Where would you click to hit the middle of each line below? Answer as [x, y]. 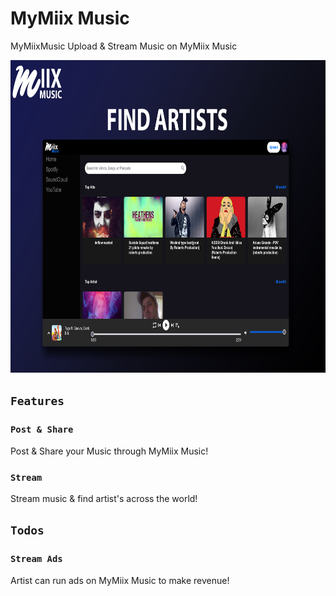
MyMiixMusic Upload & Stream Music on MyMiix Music [124, 46]
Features [37, 401]
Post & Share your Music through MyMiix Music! [109, 451]
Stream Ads [36, 559]
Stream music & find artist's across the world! [104, 498]
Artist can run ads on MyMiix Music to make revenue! [120, 580]
